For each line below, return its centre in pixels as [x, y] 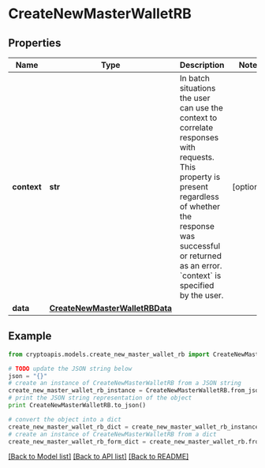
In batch [195, 78]
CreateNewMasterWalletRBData [110, 308]
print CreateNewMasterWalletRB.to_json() [77, 406]
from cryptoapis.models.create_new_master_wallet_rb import [109, 354]
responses [199, 137]
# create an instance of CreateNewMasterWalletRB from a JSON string [125, 384]
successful [200, 246]
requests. [197, 157]
